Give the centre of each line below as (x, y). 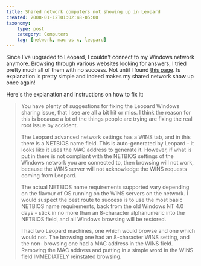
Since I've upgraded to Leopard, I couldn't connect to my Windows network (101, 57)
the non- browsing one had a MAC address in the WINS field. (97, 244)
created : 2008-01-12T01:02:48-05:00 (52, 17)
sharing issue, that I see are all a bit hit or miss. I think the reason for (106, 112)
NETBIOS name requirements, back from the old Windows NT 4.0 (102, 206)
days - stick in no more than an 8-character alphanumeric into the (103, 213)
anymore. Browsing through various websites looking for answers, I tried (97, 63)
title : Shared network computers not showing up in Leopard (84, 12)
